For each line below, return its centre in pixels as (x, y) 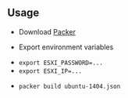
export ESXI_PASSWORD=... (60, 63)
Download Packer (47, 31)
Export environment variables (66, 47)
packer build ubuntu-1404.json (69, 86)
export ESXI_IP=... (50, 71)
